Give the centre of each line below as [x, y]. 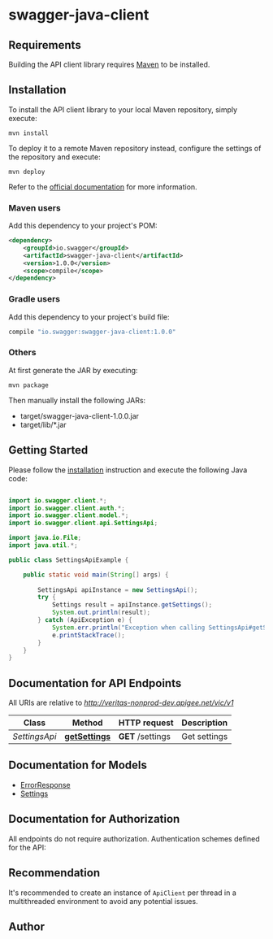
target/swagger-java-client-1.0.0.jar [80, 415]
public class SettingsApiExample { [69, 560]
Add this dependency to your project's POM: [83, 226]
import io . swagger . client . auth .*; [67, 508]
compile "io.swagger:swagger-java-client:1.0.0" [92, 332]
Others [22, 353]
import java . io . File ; [45, 538]
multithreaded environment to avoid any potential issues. [103, 901]
